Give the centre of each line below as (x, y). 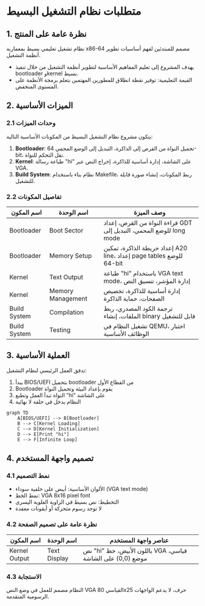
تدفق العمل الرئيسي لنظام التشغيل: (47, 370)
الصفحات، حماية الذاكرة (134, 298)
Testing (60, 330)
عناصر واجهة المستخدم (139, 540)
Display (58, 558)
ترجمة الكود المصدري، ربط (138, 309)
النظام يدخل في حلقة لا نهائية (48, 402)
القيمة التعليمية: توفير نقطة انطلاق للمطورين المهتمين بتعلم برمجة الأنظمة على (104, 80)
